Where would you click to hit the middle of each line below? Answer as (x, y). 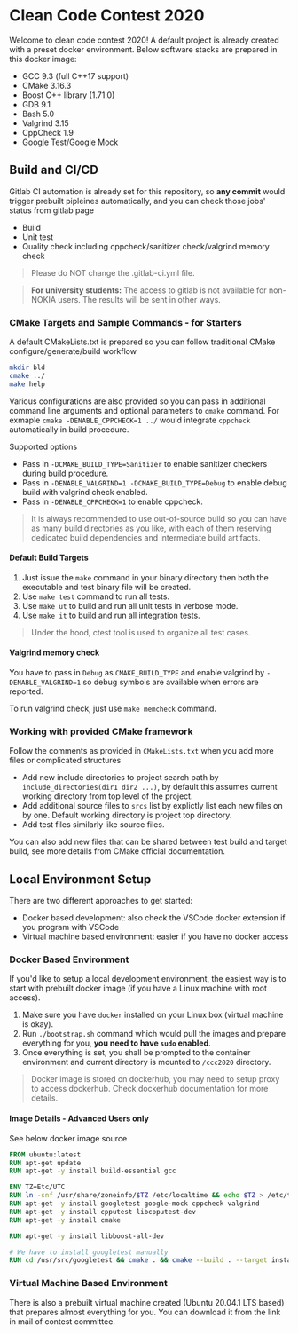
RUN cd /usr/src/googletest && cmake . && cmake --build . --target (138, 1260)
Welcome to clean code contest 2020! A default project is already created (144, 40)
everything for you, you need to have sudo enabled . (116, 1043)
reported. (26, 691)
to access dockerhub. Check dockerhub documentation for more (149, 1089)
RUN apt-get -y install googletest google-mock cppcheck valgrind (134, 1204)
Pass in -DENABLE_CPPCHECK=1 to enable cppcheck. (113, 501)
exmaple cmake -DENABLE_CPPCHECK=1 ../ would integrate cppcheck (130, 420)
